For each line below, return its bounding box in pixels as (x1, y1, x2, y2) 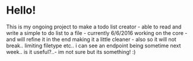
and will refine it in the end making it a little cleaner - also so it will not (6, 36, 176, 43)
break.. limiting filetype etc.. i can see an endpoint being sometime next (6, 42, 181, 49)
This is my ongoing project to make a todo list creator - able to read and (6, 23, 182, 30)
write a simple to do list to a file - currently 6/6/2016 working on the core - (6, 29, 188, 36)
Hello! (6, 4, 36, 17)
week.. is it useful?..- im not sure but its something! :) (6, 48, 136, 55)
